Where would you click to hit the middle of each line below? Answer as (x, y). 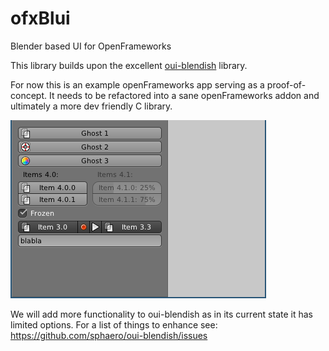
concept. (29, 95)
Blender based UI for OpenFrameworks (91, 46)
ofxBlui (40, 18)
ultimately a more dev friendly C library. (91, 106)
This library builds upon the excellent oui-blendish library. (129, 65)
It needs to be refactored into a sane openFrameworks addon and (184, 95)
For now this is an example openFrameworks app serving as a (137, 84)
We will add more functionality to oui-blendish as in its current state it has (161, 314)
